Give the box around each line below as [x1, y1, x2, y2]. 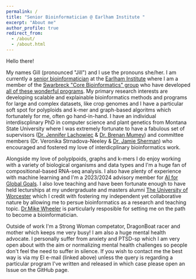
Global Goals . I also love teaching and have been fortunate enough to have [6, 180, 186, 187]
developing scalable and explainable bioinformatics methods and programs [6, 93, 187, 100]
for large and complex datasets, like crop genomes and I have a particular [6, 100, 184, 107]
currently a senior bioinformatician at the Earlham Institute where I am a [6, 75, 178, 82]
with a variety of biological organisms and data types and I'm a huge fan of [6, 161, 187, 168]
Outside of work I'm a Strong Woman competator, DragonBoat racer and [6, 223, 180, 230]
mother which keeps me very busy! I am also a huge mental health [6, 228, 166, 236]
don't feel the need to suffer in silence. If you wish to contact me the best [6, 247, 183, 254]
